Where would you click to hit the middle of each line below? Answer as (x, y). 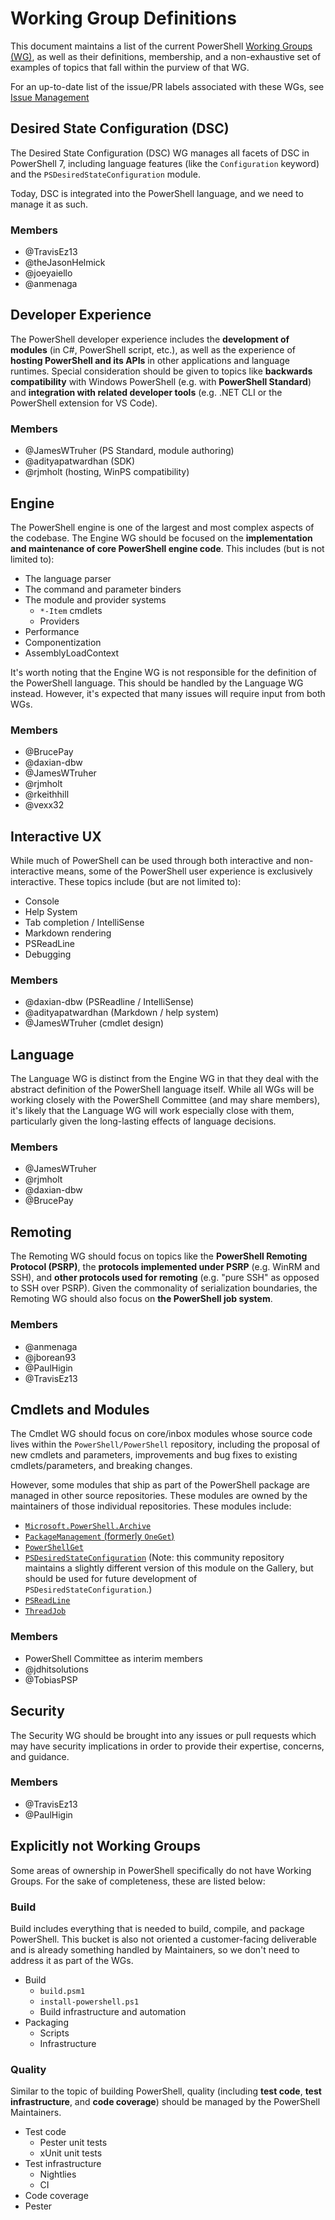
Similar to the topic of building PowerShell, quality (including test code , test (166, 2091)
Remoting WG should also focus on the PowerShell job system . (141, 1299)
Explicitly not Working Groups (105, 1846)
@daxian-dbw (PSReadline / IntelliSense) (109, 1002)
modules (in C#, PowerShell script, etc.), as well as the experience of (153, 349)
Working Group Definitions (123, 18)
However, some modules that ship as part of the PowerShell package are (160, 1485)
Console (42, 901)
